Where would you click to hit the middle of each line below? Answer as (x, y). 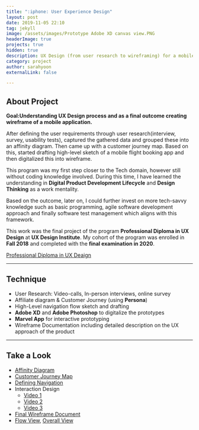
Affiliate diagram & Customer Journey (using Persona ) (81, 300)
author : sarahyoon (29, 67)
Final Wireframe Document (48, 414)
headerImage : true (29, 39)
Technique (26, 279)
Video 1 (33, 395)
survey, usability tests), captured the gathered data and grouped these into (98, 140)
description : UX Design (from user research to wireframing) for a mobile (100, 56)
